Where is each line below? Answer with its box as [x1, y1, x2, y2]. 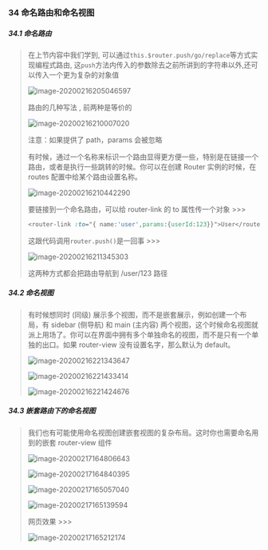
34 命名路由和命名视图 [8, 6, 95, 18]
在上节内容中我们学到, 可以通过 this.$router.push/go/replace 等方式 [27, 50, 251, 59]
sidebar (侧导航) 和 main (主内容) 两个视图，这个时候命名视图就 [50, 320, 258, 329]
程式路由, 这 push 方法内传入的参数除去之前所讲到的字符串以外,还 [41, 60, 251, 70]
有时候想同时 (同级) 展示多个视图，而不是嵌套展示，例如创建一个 [27, 309, 240, 319]
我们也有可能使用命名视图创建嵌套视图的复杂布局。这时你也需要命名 [27, 428, 252, 437]
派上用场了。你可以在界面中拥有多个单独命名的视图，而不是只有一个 [27, 329, 252, 339]
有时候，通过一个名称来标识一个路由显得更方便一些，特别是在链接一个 [27, 152, 259, 161]
